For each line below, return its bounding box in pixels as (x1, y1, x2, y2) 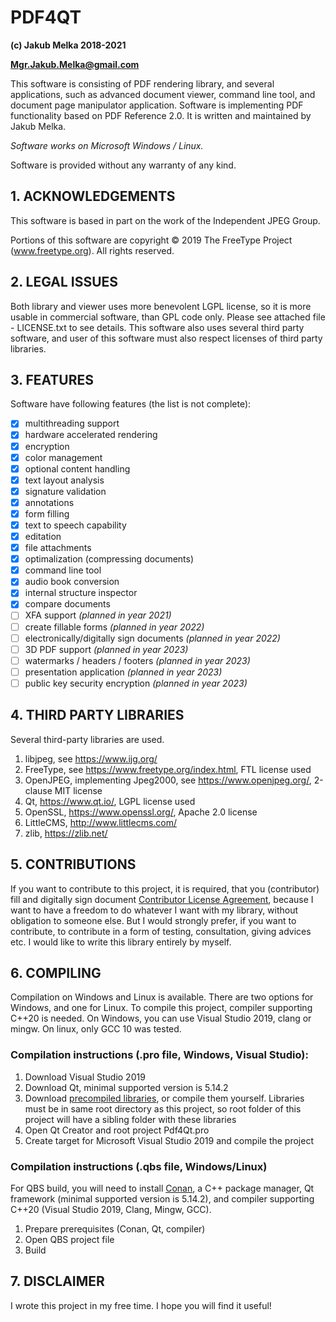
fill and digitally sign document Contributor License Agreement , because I (10, 893, 314, 905)
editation (24, 531, 62, 542)
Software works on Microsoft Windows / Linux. (10, 139, 204, 151)
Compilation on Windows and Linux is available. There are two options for (10, 991, 314, 1003)
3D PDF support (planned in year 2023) (24, 643, 189, 655)
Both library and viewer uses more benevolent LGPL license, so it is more (10, 300, 312, 312)
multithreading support (24, 417, 120, 430)
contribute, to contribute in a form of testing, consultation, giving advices (10, 925, 312, 937)
